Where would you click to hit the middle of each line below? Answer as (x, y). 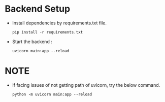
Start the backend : (32, 42)
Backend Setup (38, 9)
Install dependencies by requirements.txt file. (59, 23)
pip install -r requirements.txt (47, 32)
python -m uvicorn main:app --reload (52, 94)
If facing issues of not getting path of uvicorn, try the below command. (86, 85)
